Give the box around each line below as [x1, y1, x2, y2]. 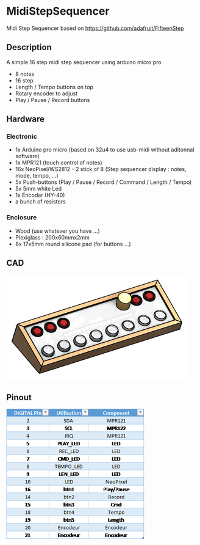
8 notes [15, 70, 35, 78]
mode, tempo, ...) [15, 172, 59, 180]
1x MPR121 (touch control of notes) [15, 159, 102, 166]
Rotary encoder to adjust [15, 90, 78, 97]
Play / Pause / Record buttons [15, 96, 90, 103]
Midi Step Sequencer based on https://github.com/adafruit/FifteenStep [6, 24, 184, 32]
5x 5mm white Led [15, 185, 62, 192]
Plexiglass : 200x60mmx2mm [15, 233, 90, 241]
